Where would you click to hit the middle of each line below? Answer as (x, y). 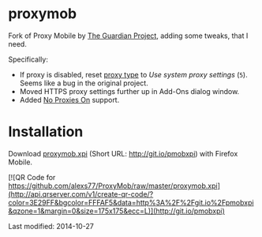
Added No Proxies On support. (69, 100)
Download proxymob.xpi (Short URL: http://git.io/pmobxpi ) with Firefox (123, 153)
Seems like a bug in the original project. (84, 83)
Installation (46, 132)
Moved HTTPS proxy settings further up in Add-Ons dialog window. (129, 91)
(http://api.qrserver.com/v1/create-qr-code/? (81, 194)
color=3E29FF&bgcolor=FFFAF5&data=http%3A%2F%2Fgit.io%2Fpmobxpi (131, 202)
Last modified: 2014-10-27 (51, 226)
